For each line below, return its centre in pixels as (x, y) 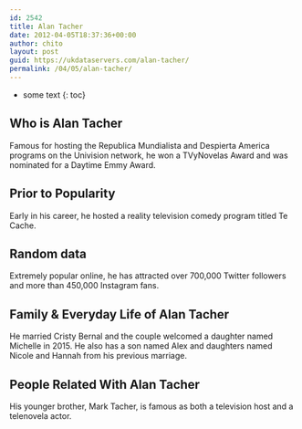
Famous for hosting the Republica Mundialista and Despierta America (140, 145)
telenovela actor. (41, 415)
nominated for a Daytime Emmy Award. (83, 164)
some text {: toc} (54, 94)
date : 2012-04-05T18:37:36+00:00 (73, 35)
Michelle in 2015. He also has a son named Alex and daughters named (141, 346)
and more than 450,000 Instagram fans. (84, 286)
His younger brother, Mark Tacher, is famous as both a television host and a (151, 406)
